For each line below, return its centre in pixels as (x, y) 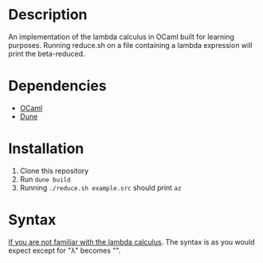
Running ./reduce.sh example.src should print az (100, 187)
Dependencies (57, 86)
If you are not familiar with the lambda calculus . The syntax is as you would (131, 241)
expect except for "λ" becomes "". (65, 250)
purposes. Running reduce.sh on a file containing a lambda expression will (130, 45)
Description (48, 15)
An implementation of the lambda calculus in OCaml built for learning (122, 37)
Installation (46, 149)
